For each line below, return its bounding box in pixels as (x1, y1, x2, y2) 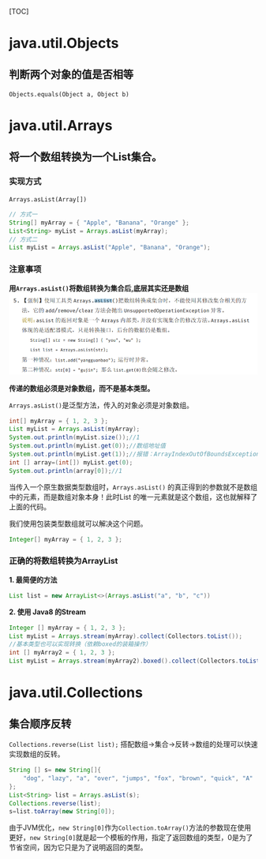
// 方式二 (9, 235, 38, 243)
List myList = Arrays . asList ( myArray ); (9, 426, 140, 433)
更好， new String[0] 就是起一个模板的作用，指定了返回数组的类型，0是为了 (9, 833, 253, 842)
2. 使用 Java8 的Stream (9, 607, 86, 617)
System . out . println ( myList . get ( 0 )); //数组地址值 (9, 442, 167, 450)
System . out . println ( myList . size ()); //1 (9, 433, 140, 441)
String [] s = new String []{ (9, 766, 102, 775)
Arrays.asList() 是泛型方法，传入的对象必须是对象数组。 (9, 400, 194, 410)
